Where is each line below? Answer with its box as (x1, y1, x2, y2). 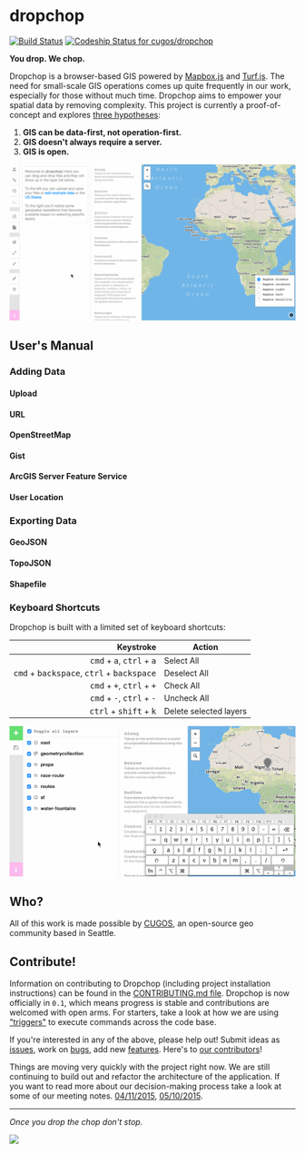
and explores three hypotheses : (42, 109, 162, 120)
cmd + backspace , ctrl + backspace (13, 667, 157, 678)
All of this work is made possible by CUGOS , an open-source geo (9, 918, 254, 929)
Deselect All (163, 667, 209, 678)
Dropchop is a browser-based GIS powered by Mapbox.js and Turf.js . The (9, 70, 285, 82)
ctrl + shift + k (89, 705, 157, 716)
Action (192, 642, 219, 653)
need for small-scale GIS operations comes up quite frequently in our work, (9, 80, 291, 91)
